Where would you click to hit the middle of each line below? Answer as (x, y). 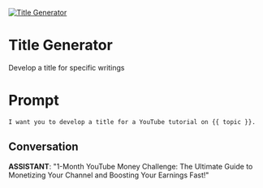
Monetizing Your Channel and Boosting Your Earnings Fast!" (109, 175)
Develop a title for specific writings (67, 67)
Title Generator (61, 45)
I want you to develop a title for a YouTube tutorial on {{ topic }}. (132, 122)
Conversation (43, 147)
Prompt (34, 100)
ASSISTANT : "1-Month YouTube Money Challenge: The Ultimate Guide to (131, 166)
